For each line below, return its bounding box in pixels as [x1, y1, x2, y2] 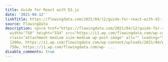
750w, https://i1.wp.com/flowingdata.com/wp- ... [9, 44, 115, 49]
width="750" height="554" [9, 30, 64, 35]
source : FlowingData [5, 21, 48, 26]
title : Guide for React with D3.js [5, 7, 79, 12]
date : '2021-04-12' [5, 12, 46, 17]
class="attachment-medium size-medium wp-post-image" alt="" [9, 35, 140, 40]
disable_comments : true [5, 49, 55, 54]
